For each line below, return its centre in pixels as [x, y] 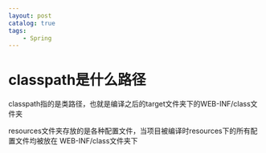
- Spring [37, 38]
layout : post [30, 16]
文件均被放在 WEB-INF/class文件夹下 [76, 141]
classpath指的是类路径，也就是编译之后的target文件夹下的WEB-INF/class [129, 104]
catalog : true [32, 23]
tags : [17, 30]
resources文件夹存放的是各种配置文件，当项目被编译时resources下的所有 [129, 131]
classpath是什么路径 [77, 80]
